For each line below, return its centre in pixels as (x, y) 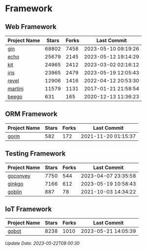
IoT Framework (29, 209)
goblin (15, 192)
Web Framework (31, 27)
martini (15, 89)
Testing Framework (35, 153)
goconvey (19, 176)
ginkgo (15, 184)
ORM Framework (31, 114)
